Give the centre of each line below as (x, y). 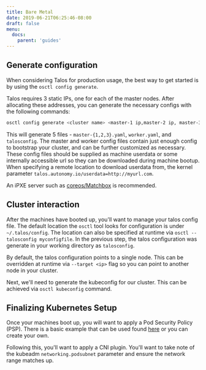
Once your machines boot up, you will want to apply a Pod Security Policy (100, 323)
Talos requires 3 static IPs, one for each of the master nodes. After (90, 98)
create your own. (28, 336)
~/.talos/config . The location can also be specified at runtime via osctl (97, 232)
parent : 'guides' (40, 40)
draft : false (23, 23)
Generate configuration (52, 65)
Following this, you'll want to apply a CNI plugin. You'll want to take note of (101, 347)
